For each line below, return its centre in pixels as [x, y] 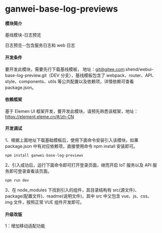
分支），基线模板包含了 [83, 75]
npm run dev [17, 180]
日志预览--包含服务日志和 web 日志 [40, 45]
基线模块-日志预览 [23, 35]
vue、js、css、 [136, 196]
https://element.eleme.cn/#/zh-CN [40, 116]
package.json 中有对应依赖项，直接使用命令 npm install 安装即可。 [72, 146]
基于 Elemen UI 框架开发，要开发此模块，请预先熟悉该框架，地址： [72, 111]
